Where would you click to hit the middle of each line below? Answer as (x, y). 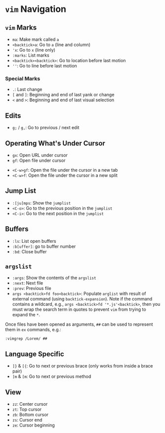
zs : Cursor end (27, 420)
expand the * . (26, 315)
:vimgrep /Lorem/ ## (26, 339)
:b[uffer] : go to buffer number (44, 246)
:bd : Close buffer (29, 251)
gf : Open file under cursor (39, 160)
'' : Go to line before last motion (45, 66)
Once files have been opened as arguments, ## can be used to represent (79, 324)
